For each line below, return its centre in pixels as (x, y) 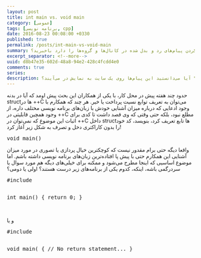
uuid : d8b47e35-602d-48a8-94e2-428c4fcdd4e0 (63, 62)
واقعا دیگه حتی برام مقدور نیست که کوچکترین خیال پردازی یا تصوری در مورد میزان (98, 150)
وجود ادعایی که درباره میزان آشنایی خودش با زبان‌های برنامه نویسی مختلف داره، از (98, 108)
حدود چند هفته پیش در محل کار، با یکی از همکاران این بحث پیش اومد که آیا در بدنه (97, 96)
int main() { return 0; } (45, 197)
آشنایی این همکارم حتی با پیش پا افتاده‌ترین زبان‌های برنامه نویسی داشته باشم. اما (97, 156)
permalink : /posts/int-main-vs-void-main (59, 45)
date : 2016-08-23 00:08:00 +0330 (48, 34)
